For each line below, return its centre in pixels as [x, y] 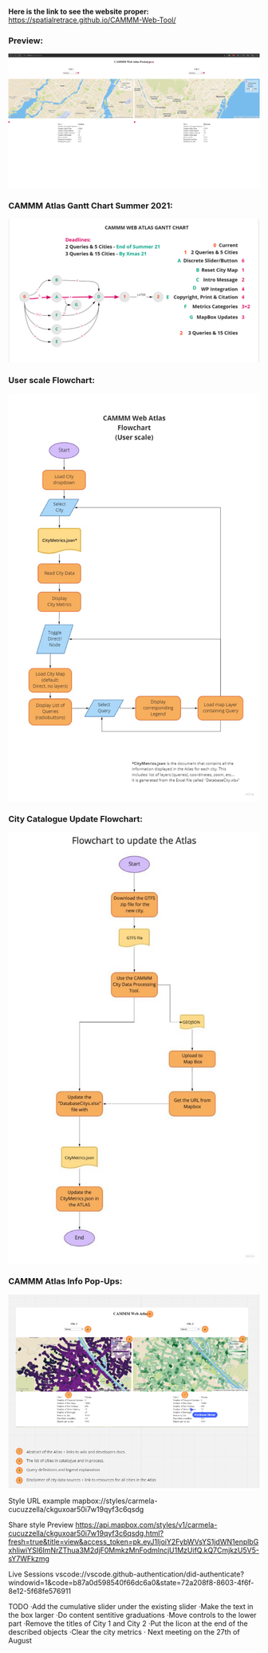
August [20, 1641]
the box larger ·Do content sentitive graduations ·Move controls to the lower [132, 1616]
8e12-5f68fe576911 [40, 1592]
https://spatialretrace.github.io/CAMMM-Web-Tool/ [93, 20]
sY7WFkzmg [29, 1559]
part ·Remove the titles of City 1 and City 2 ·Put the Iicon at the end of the [128, 1623]
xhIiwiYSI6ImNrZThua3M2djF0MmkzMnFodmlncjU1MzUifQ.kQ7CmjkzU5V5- [134, 1550]
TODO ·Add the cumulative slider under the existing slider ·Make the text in [131, 1607]
